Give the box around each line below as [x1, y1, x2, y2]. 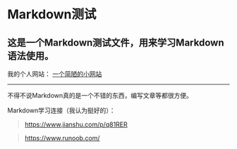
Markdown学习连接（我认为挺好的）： [7, 106, 116, 115]
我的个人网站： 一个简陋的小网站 [7, 70, 102, 78]
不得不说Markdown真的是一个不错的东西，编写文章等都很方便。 [7, 91, 193, 99]
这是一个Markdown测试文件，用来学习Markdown [7, 37, 224, 48]
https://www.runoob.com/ [24, 134, 100, 142]
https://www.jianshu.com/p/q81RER [24, 120, 128, 129]
